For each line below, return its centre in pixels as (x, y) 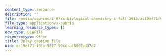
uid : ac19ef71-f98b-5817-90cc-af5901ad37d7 (51, 46)
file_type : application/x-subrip (40, 23)
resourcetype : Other (26, 37)
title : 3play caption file (33, 41)
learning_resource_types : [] (35, 28)
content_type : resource (30, 9)
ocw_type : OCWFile (24, 32)
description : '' (22, 14)
